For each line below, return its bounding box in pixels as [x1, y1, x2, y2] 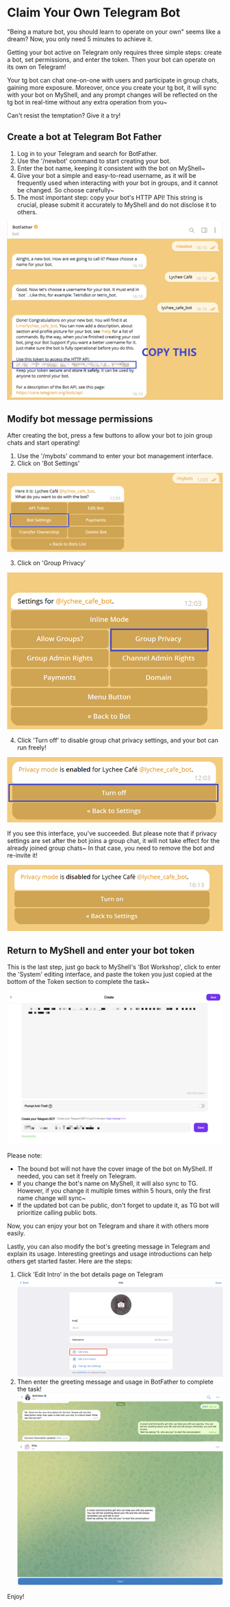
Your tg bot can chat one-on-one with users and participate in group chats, [7, 76, 219, 84]
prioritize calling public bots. [16, 1208, 97, 1217]
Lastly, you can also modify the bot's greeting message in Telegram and [7, 1242, 210, 1250]
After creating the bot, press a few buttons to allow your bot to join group [7, 431, 213, 440]
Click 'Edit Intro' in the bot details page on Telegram [16, 1270, 164, 1279]
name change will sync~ [16, 1193, 86, 1202]
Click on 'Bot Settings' [16, 459, 80, 468]
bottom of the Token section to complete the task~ [7, 978, 150, 986]
